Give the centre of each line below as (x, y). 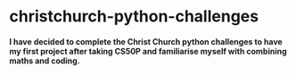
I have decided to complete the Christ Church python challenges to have (146, 41)
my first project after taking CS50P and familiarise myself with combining (148, 51)
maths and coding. (45, 61)
